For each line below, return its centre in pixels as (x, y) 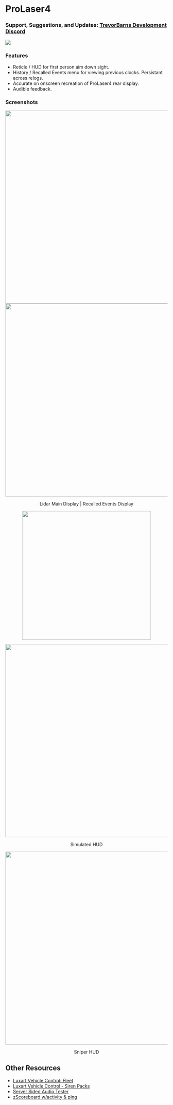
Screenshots (22, 102)
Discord (15, 31)
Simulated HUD (86, 845)
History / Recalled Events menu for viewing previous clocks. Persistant (88, 72)
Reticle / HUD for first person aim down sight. (61, 67)
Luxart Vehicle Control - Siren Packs (51, 1086)
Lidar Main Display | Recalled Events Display (86, 504)
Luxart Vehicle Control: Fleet (43, 1080)
